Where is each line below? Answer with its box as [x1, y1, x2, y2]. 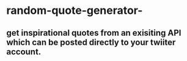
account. [6, 47, 42, 57]
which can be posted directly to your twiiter [6, 37, 176, 47]
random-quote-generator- [6, 4, 143, 18]
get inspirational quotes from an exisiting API [6, 28, 182, 38]
